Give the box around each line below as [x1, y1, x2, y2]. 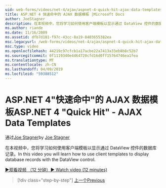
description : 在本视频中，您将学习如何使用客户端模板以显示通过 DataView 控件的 [5, 21, 156, 26]
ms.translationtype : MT [5, 58, 54, 63]
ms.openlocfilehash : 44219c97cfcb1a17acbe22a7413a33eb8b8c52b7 [5, 48, 138, 53]
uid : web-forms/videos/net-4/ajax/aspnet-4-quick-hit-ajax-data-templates [5, 7, 163, 12]
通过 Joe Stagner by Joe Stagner [5, 134, 70, 140]
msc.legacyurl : [5, 39, 37, 44]
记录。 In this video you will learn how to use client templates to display [5, 151, 149, 157]
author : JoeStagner [5, 16, 45, 21]
